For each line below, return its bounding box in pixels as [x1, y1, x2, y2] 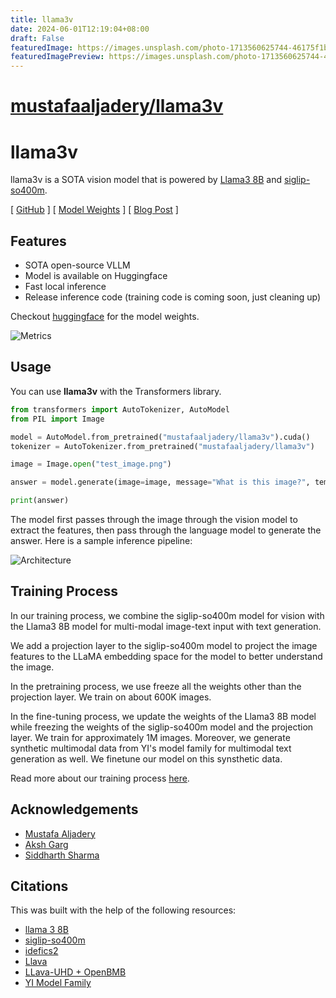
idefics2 [24, 945, 59, 957]
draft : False [10, 33, 65, 43]
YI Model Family [24, 977, 92, 989]
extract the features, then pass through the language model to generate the [10, 524, 322, 536]
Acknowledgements [10, 801, 139, 818]
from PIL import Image [10, 414, 105, 424]
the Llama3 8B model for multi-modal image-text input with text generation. [10, 620, 322, 632]
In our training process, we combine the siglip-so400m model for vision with [10, 609, 325, 621]
